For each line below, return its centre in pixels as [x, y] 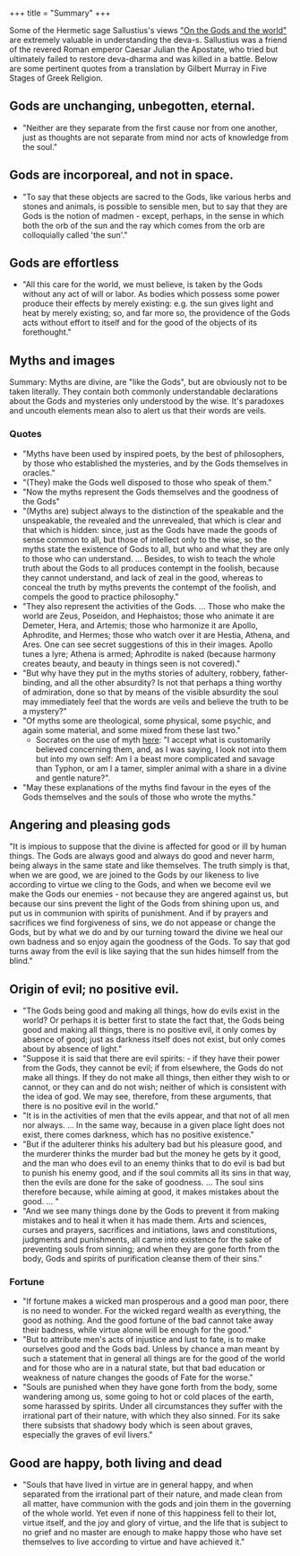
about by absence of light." [72, 1049]
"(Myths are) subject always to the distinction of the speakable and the [153, 511]
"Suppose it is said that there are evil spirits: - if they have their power [151, 1059]
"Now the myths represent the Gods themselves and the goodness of [150, 492]
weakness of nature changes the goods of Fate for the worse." [137, 1377]
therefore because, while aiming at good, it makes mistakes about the [150, 1192]
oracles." [39, 472]
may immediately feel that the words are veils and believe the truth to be [155, 701]
